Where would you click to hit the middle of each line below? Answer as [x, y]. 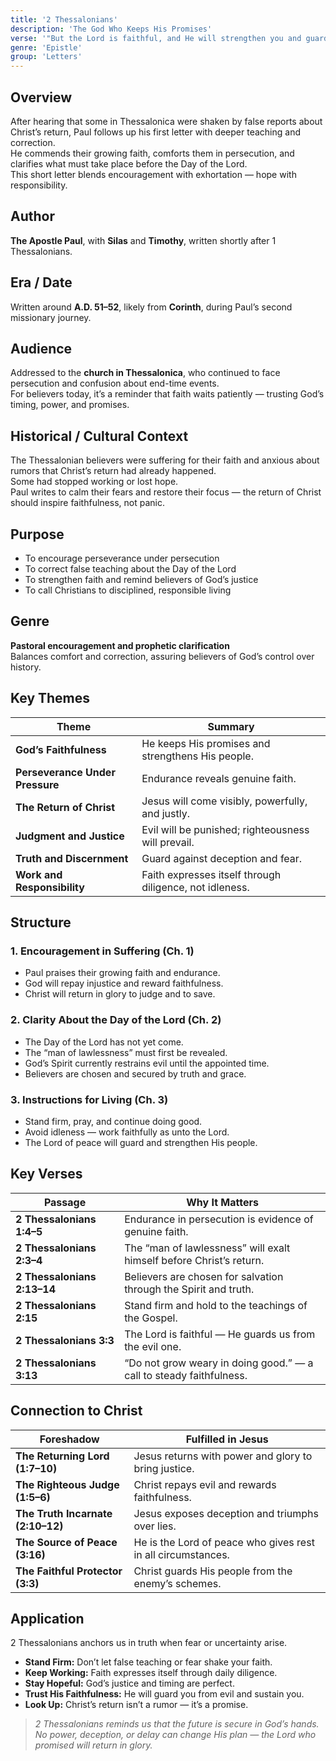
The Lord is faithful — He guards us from [220, 1334]
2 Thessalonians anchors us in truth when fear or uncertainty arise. [149, 1643]
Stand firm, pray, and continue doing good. [113, 1121]
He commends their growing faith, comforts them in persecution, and [152, 153]
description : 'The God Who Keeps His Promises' [111, 29]
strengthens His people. [197, 756]
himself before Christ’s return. [194, 1260]
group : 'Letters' [46, 57]
